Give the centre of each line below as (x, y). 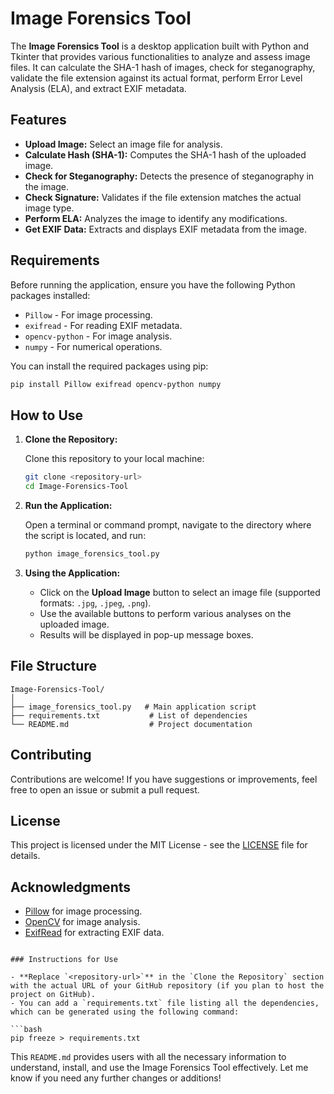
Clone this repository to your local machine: (114, 459)
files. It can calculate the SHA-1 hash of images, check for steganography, (163, 67)
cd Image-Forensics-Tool (76, 487)
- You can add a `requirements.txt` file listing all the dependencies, (165, 1003)
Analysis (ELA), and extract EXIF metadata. (98, 88)
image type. (49, 208)
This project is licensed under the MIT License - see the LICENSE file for (159, 845)
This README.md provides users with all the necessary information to (148, 1057)
